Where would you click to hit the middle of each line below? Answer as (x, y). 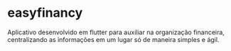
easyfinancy (45, 13)
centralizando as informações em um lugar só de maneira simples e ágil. (113, 39)
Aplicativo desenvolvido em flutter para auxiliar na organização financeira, (116, 32)
